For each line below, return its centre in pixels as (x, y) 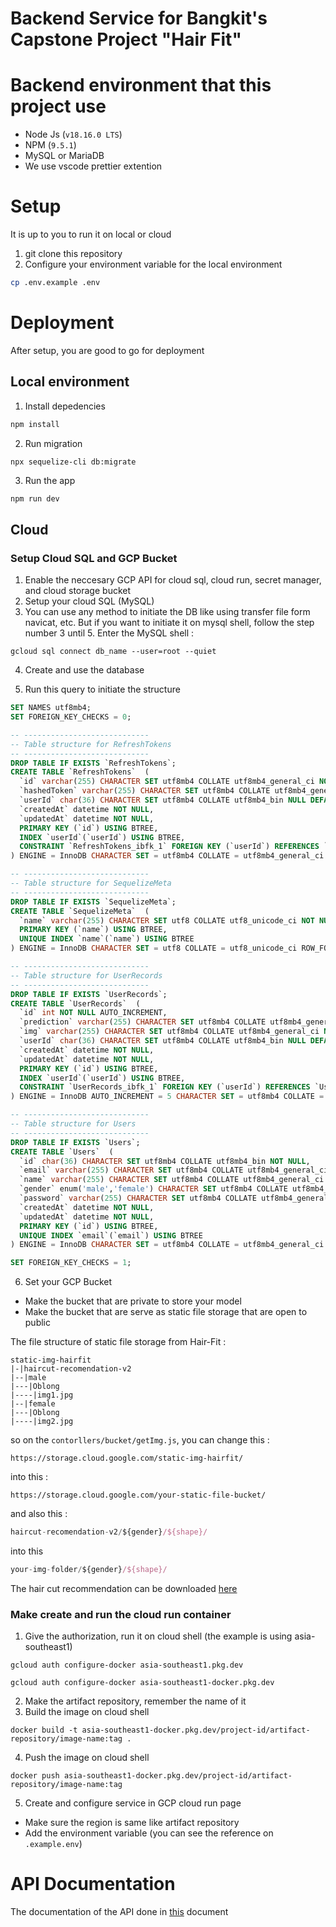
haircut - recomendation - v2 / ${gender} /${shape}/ (109, 1532)
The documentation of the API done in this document (119, 1912)
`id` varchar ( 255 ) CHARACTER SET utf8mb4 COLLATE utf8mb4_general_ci (167, 782)
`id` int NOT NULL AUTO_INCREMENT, (93, 1013)
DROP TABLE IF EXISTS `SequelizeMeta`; (93, 902)
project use (58, 106)
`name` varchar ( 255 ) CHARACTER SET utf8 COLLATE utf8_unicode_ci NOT (167, 920)
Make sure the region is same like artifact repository (132, 1823)
